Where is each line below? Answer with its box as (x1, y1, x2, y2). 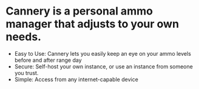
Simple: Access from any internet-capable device (14, 76, 139, 83)
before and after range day (14, 56, 83, 64)
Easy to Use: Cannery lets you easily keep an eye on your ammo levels (14, 50, 192, 57)
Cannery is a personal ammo (5, 4, 153, 18)
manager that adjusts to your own (5, 17, 180, 31)
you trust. (14, 69, 39, 76)
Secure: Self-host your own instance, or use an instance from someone (14, 62, 194, 70)
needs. (5, 30, 42, 44)
